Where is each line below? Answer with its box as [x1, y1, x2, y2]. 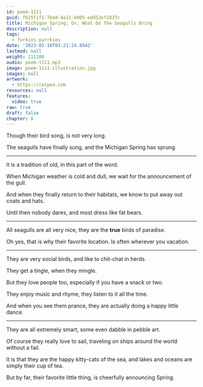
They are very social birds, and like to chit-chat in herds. [6, 255, 147, 263]
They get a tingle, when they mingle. [6, 267, 97, 275]
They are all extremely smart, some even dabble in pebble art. [6, 326, 161, 333]
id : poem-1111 [6, 8, 42, 15]
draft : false [6, 110, 39, 116]
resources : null [6, 88, 47, 94]
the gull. [6, 179, 27, 187]
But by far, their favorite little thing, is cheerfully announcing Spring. [6, 374, 175, 381]
